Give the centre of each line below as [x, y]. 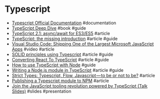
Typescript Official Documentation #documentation [64, 23]
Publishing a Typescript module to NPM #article [60, 81]
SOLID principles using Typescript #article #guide [62, 54]
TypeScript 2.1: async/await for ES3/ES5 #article [61, 33]
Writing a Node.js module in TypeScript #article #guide [68, 70]
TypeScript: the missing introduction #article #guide [65, 39]
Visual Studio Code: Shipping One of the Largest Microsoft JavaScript [83, 44]
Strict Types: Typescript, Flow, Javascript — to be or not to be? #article [83, 75]
